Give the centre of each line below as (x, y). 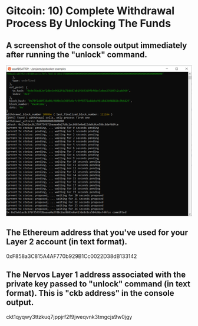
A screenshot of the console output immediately (97, 45)
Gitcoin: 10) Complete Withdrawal (90, 11)
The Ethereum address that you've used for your (97, 233)
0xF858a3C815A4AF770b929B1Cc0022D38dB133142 (72, 256)
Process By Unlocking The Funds (89, 23)
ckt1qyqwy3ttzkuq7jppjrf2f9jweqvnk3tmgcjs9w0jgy (69, 317)
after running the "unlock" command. (77, 54)
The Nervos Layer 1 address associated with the (96, 275)
